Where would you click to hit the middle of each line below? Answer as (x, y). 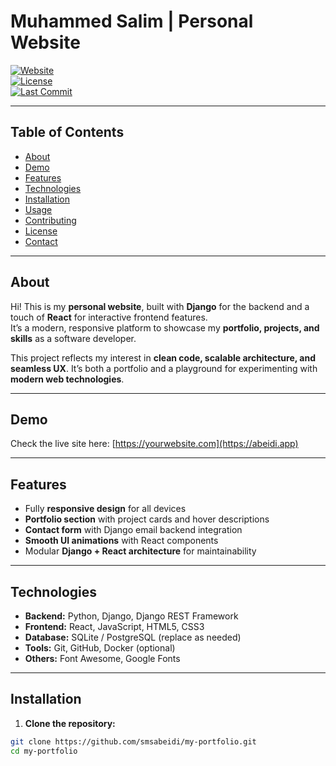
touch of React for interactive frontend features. (109, 317)
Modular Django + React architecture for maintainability (140, 551)
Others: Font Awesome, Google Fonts (102, 658)
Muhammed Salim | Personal (132, 21)
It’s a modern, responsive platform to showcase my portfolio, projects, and (165, 327)
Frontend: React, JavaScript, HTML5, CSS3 (114, 626)
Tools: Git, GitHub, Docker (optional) (100, 648)
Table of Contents (67, 132)
